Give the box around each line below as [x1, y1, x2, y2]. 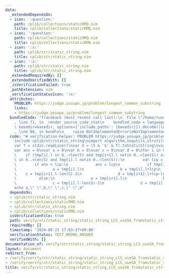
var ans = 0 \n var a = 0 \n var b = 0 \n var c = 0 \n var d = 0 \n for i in [14, 148, 161, 153]
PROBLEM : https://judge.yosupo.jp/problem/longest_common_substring [14, 101, 161, 106]
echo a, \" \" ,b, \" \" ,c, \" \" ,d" [14, 185, 84, 190]
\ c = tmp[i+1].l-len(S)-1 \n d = [14, 171, 125, 176]
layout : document [5, 246, 42, 251]
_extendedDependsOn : [10, 12, 53, 17]
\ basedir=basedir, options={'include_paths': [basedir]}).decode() [14, 124, 161, 129]
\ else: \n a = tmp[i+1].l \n [14, 176, 127, 181]
